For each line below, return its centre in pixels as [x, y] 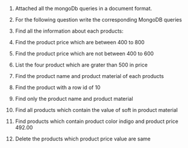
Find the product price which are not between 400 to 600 [84, 54]
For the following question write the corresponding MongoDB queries [98, 20]
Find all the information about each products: [69, 31]
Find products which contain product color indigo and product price [97, 121]
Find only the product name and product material [74, 99]
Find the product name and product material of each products [89, 76]
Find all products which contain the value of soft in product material [96, 110]
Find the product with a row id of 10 [58, 87]
